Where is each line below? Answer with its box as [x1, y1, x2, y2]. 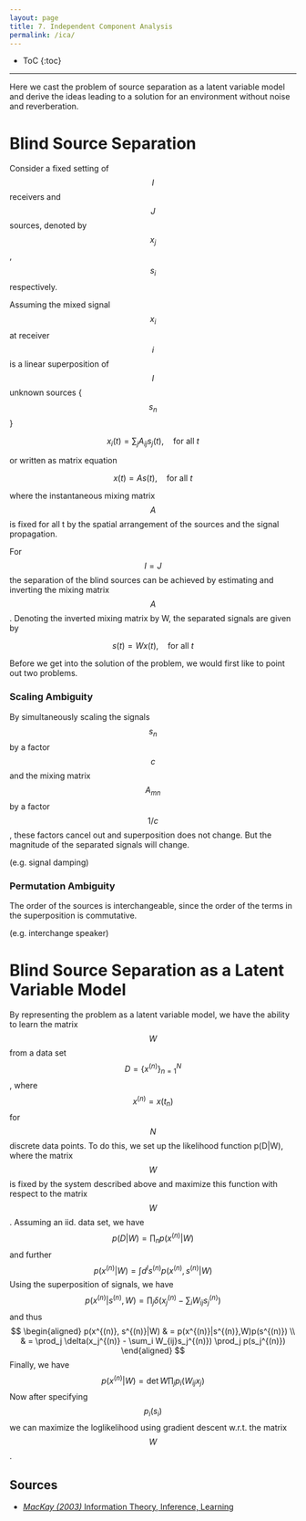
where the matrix [9, 1151, 74, 1162]
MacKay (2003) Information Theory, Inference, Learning [22, 1501, 234, 1512]
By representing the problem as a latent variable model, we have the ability [9, 1009, 290, 1020]
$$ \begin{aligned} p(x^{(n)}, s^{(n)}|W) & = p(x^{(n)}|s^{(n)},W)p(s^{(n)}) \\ [10, 1325, 296, 1337]
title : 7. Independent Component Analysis [9, 22, 173, 31]
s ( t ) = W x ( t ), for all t [112, 641, 194, 651]
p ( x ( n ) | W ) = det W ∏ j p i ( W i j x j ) [101, 1373, 205, 1388]
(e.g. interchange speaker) [9, 928, 109, 939]
